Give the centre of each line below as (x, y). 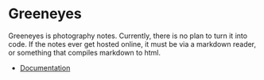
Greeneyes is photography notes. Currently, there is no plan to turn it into (128, 36)
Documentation (45, 67)
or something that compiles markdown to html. (85, 52)
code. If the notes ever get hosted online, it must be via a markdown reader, (132, 44)
